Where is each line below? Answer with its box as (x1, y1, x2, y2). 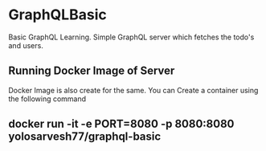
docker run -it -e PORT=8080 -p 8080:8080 (8, 117, 235, 131)
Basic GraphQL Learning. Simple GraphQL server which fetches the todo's (8, 32, 255, 42)
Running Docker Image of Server (8, 64, 175, 78)
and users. (8, 40, 44, 50)
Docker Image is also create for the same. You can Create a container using (8, 85, 259, 95)
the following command (8, 94, 87, 104)
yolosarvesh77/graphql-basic (8, 130, 162, 144)
